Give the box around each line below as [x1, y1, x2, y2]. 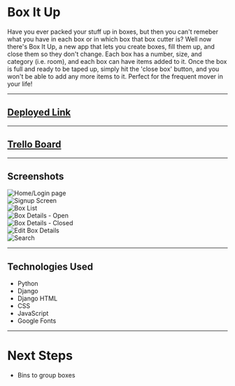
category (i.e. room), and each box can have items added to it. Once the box [7, 57, 227, 65]
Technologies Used [7, 260, 93, 272]
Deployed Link [7, 107, 71, 119]
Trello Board [7, 138, 62, 151]
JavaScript [17, 310, 49, 318]
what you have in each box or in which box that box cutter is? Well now [7, 34, 212, 43]
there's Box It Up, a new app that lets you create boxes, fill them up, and [7, 42, 215, 51]
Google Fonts [17, 317, 57, 325]
